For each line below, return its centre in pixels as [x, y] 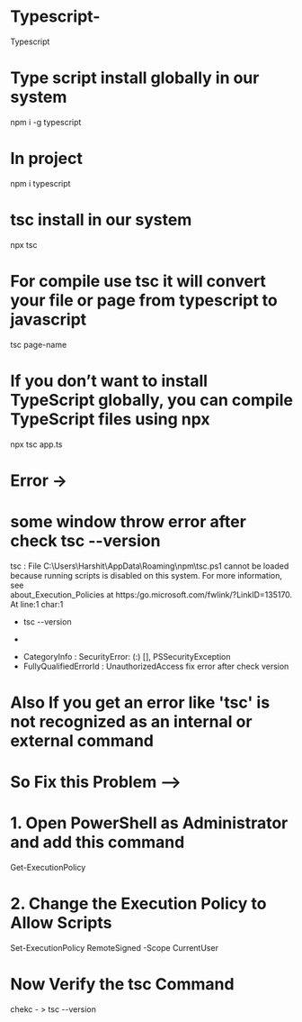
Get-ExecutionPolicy [48, 868]
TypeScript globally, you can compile [151, 400]
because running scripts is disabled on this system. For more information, [146, 575]
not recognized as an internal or [131, 721]
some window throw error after [128, 522]
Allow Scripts [61, 923]
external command [82, 740]
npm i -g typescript [46, 122]
